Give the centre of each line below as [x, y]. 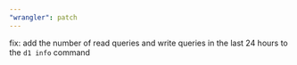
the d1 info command [50, 52]
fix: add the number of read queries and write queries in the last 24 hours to [148, 43]
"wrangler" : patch [43, 17]
